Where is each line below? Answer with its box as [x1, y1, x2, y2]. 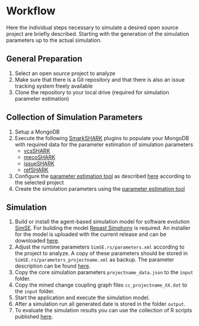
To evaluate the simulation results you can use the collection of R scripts [14, 307, 192, 314]
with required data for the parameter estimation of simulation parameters [14, 141, 194, 148]
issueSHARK [23, 160, 55, 167]
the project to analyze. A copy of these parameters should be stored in [14, 250, 188, 257]
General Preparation [6, 54, 83, 64]
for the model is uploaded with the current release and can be [14, 231, 166, 238]
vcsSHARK [23, 147, 50, 154]
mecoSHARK [23, 153, 55, 160]
